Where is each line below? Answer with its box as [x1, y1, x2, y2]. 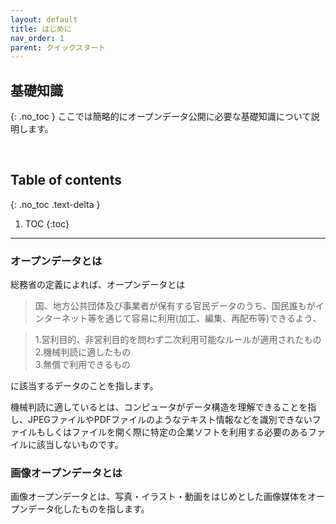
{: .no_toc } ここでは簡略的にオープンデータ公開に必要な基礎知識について [10, 111, 312, 123]
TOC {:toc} [24, 217, 70, 230]
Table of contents [10, 172, 122, 189]
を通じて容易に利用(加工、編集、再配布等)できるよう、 [96, 312, 322, 325]
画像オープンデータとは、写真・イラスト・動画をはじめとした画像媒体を [10, 491, 308, 503]
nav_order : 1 [10, 33, 65, 43]
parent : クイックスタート [10, 42, 107, 53]
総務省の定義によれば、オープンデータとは [10, 279, 186, 291]
